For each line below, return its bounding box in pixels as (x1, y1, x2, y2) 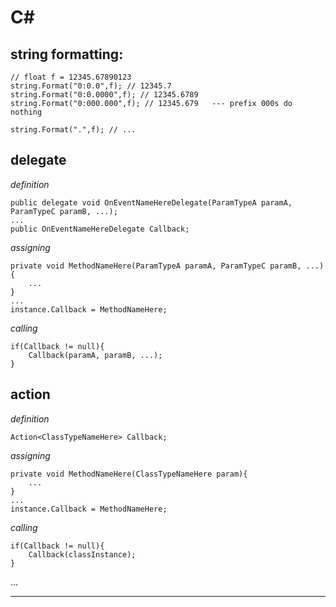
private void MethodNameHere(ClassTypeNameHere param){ (10, 469, 248, 479)
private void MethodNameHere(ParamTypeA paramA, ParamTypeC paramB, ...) (10, 261, 325, 271)
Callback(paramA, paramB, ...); (28, 350, 163, 360)
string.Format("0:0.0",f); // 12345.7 (10, 81, 172, 91)
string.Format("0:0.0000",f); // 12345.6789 (10, 90, 199, 100)
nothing (10, 107, 43, 117)
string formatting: (10, 46, 124, 63)
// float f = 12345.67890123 (10, 72, 132, 82)
